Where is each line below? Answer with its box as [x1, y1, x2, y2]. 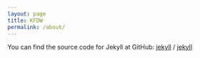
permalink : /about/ [7, 23, 66, 30]
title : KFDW [7, 17, 43, 24]
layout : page [7, 10, 46, 18]
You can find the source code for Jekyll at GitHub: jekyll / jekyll [7, 43, 193, 52]
